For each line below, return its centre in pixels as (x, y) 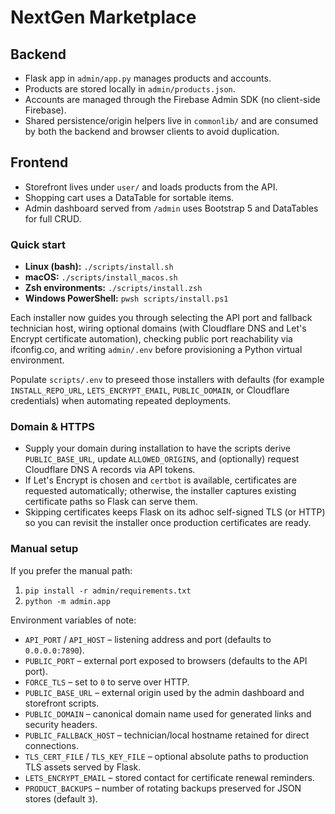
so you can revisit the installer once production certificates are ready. (168, 523)
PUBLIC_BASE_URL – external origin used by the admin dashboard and (164, 692)
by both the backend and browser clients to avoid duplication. (152, 131)
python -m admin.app (67, 601)
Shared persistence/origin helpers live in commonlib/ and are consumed (171, 120)
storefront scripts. (62, 703)
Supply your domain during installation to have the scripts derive (158, 448)
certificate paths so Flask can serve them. (111, 502)
